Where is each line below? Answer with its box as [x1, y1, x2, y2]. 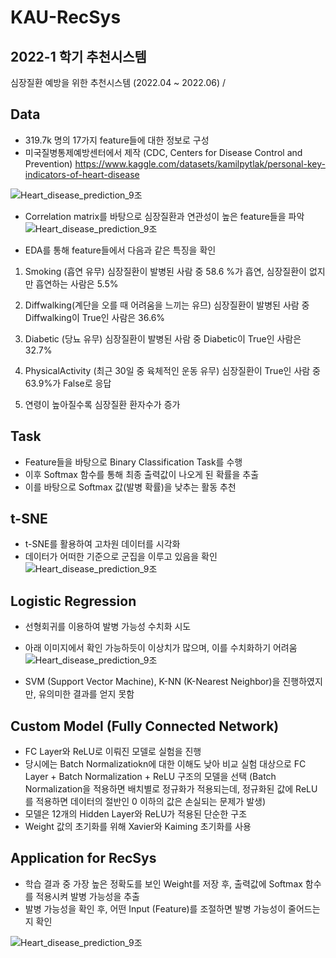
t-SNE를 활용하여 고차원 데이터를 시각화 [24, 538, 181, 550]
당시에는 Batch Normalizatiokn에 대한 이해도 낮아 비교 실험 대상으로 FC [24, 758, 307, 770]
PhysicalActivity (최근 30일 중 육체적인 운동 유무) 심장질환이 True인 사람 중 [24, 364, 321, 376]
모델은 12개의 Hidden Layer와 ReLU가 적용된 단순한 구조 [24, 808, 248, 820]
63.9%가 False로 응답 [24, 377, 112, 389]
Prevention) [24, 157, 73, 170]
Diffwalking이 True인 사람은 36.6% [24, 311, 166, 323]
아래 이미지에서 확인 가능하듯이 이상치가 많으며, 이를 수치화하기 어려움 [24, 642, 298, 654]
